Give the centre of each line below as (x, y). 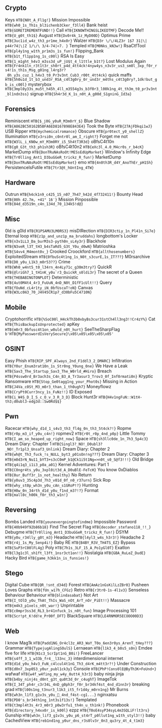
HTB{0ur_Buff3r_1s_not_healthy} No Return (49, 475)
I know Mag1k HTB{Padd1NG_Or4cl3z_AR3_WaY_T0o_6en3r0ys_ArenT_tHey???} (79, 643)
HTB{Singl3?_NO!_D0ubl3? (78, 444)
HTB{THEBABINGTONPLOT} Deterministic (42, 278)
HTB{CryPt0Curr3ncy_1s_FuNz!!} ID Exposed (49, 392)
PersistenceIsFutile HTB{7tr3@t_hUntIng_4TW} (49, 167)
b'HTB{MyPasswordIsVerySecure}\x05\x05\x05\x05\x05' (59, 334)
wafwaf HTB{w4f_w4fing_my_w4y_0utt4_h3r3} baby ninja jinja (65, 674)
